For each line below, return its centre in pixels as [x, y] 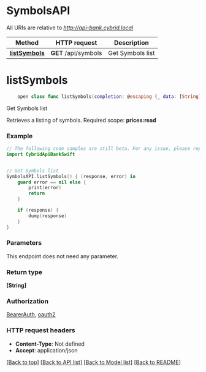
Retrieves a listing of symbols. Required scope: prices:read [81, 120]
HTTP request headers [41, 330]
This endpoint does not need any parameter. [62, 256]
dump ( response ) [48, 216]
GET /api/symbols [76, 53]
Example [20, 136]
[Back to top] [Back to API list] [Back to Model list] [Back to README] [93, 362]
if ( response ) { [38, 210]
